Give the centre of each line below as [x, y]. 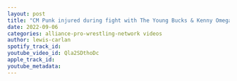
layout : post [26, 14]
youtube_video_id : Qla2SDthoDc [53, 54]
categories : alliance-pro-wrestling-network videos [85, 33]
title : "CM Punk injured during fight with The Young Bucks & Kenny [110, 20]
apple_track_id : [31, 60]
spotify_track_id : [34, 46]
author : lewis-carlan [39, 40]
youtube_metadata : [34, 66]
